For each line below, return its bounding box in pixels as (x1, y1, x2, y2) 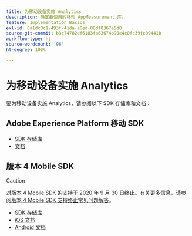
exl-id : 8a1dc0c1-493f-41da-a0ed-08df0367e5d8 (6, 25, 122, 31)
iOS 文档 (14, 217, 35, 224)
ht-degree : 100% (6, 47, 46, 53)
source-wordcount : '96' (6, 42, 65, 48)
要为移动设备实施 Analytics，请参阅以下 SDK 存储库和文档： (6, 99, 151, 106)
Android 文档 (14, 224, 46, 231)
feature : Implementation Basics (6, 19, 85, 25)
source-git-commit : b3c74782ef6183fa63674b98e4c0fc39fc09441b (6, 31, 161, 36)
